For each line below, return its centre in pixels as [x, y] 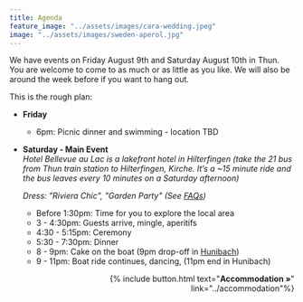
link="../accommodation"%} [243, 288]
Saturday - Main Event [65, 149]
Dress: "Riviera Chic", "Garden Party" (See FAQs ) [114, 196]
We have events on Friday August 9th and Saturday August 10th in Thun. [145, 61]
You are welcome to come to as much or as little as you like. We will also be [150, 70]
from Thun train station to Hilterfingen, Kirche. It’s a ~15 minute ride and [157, 169]
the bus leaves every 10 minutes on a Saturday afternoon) [131, 178]
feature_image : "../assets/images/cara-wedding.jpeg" [113, 26]
